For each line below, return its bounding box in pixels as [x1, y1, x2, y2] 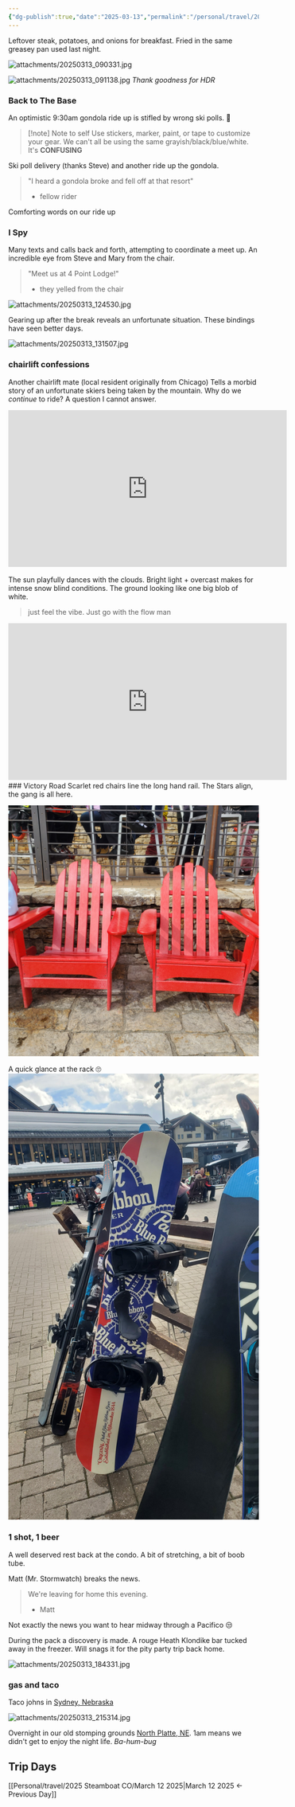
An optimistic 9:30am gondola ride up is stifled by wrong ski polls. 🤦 [8, 112, 231, 123]
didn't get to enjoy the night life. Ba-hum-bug [8, 1737, 157, 1746]
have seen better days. [8, 323, 83, 334]
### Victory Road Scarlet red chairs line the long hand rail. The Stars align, [8, 780, 254, 790]
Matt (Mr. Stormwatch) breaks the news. [8, 1574, 141, 1583]
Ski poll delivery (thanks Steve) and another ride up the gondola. [8, 160, 219, 170]
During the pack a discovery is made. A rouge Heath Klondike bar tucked [8, 1635, 247, 1645]
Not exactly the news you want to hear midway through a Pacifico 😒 [8, 1620, 233, 1629]
